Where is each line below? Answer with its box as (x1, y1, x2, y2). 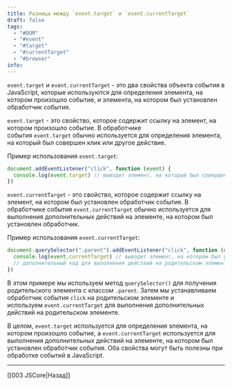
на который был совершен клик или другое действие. (7, 138, 167, 146)
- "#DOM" (13, 29, 39, 37)
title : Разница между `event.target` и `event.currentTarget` (7, 10, 190, 17)
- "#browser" (13, 55, 51, 62)
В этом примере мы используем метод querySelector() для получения (7, 279, 217, 287)
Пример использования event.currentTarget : (7, 234, 140, 242)
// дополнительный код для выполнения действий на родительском (13, 260, 202, 267)
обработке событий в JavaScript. (7, 351, 105, 359)
